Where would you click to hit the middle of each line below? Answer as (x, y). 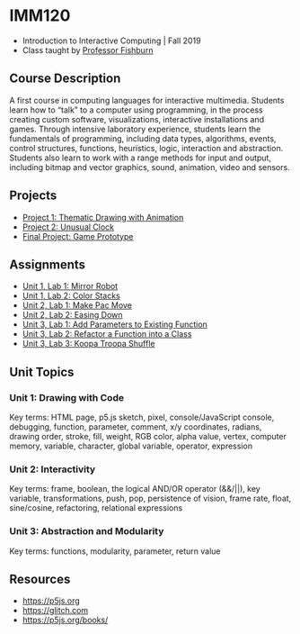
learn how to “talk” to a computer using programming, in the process (136, 110)
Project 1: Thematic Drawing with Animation (103, 217)
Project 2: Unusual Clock (68, 227)
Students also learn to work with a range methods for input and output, (141, 158)
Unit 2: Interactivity (53, 469)
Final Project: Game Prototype (78, 236)
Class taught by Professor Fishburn (88, 50)
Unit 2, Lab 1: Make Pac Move (77, 305)
